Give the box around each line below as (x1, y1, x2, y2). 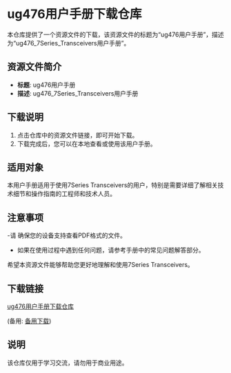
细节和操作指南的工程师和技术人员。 (12, 190, 116, 198)
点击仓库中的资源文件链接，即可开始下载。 (17, 131, 139, 139)
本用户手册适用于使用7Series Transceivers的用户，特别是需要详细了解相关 (7, 181, 219, 189)
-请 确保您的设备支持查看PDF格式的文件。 (7, 231, 126, 239)
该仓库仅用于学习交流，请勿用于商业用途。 (7, 359, 128, 367)
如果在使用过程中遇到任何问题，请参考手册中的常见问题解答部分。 (17, 246, 205, 255)
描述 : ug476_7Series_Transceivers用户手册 (17, 89, 139, 97)
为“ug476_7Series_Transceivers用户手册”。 (7, 39, 130, 47)
